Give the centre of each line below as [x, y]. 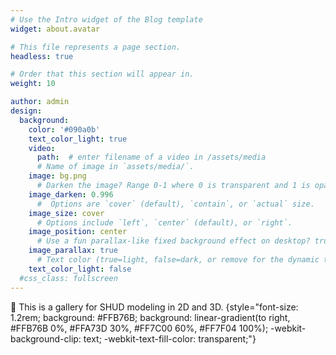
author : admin [40, 102]
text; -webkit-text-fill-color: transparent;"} [170, 338]
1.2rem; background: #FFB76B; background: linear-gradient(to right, [150, 317]
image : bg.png [57, 176]
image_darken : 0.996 [71, 194]
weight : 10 [33, 84]
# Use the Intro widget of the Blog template [106, 19]
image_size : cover [66, 213]
